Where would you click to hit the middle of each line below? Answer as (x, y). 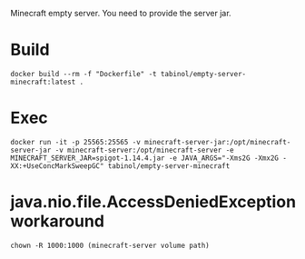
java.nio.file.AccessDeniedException (153, 202)
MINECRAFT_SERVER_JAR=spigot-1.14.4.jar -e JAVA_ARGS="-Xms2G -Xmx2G (145, 158)
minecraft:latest (43, 82)
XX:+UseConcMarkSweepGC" (57, 166)
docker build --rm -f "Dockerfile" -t (84, 74)
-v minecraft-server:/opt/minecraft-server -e (144, 150)
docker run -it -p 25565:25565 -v (76, 142)
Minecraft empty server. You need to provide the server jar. (121, 13)
